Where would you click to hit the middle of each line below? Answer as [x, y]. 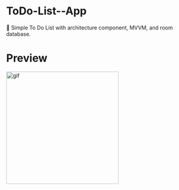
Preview [27, 58]
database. [19, 34]
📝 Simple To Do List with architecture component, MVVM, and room [89, 28]
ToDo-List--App [46, 11]
